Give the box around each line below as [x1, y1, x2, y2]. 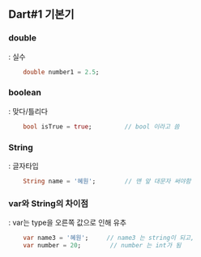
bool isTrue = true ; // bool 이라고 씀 [23, 122, 180, 131]
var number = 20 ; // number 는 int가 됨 [23, 242, 182, 250]
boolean [8, 87, 42, 99]
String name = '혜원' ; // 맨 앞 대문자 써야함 [23, 177, 191, 186]
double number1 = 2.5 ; [23, 68, 100, 76]
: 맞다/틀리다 [8, 106, 49, 116]
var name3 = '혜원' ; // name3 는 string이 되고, [23, 234, 195, 242]
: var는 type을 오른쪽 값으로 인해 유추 [8, 217, 127, 228]
